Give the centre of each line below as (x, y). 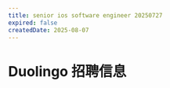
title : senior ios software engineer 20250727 (85, 15)
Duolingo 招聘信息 (67, 71)
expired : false (33, 23)
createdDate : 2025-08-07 (49, 30)
